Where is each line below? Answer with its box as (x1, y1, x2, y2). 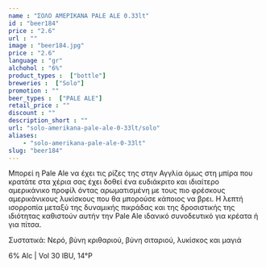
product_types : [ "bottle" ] (8, 72, 106, 80)
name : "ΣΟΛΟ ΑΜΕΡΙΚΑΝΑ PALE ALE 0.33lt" (8, 11, 150, 20)
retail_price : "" (8, 101, 70, 109)
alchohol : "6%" (8, 64, 63, 72)
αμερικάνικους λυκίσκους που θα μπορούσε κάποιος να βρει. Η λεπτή (8, 194, 243, 204)
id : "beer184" (8, 19, 60, 27)
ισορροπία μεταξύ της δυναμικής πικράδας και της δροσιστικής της (8, 203, 235, 212)
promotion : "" (8, 86, 60, 95)
